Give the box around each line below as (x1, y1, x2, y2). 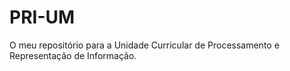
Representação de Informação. (9, 49, 137, 61)
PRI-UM (9, 6, 76, 29)
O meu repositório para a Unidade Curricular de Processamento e (9, 39, 280, 51)
